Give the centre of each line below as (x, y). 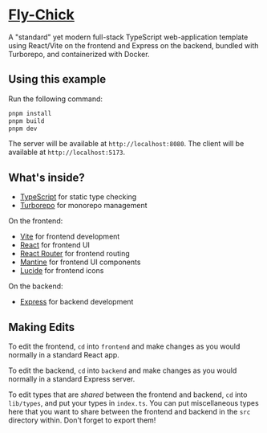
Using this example (57, 79)
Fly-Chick (41, 15)
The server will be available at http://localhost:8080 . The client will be (126, 144)
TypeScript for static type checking (78, 197)
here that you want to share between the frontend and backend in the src (129, 412)
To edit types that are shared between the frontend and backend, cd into (128, 394)
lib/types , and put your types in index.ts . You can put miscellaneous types (133, 403)
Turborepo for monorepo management (83, 206)
